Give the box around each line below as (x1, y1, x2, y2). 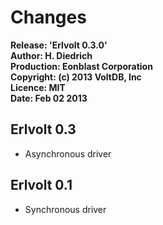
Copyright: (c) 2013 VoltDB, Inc (10, 71, 142, 83)
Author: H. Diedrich (10, 49, 93, 61)
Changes (10, 6, 87, 29)
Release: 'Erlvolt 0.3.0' (10, 39, 108, 51)
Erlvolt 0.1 (10, 177, 73, 194)
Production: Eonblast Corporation (10, 60, 153, 72)
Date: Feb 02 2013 (10, 92, 88, 104)
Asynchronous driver (24, 147, 112, 160)
